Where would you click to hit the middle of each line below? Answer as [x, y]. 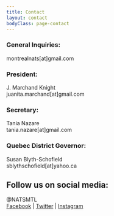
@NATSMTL [22, 199]
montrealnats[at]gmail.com [40, 58]
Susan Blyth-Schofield [34, 159]
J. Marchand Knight [31, 87]
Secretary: [22, 110]
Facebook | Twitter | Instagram [45, 206]
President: [22, 74]
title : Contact [26, 12]
